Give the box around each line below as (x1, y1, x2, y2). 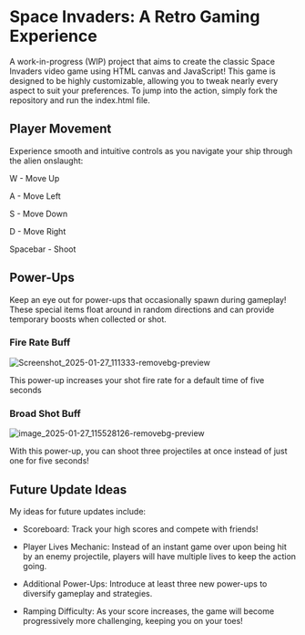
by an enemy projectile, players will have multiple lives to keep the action (22, 550, 297, 562)
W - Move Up (9, 172, 60, 183)
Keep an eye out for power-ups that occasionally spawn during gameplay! (9, 294, 287, 305)
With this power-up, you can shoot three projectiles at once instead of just (9, 445, 289, 457)
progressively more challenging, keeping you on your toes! (22, 615, 243, 626)
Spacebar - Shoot (9, 244, 76, 255)
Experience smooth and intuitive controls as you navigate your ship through (9, 145, 293, 156)
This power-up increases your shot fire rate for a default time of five (9, 374, 265, 385)
